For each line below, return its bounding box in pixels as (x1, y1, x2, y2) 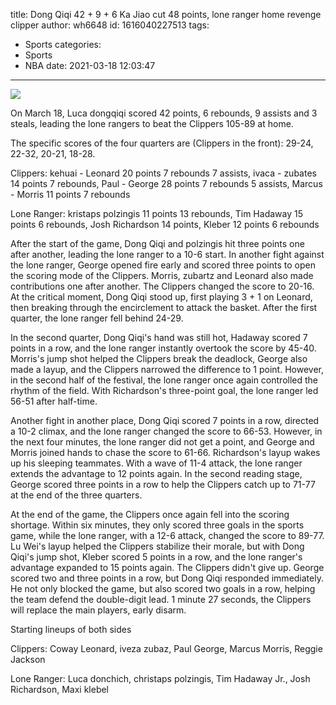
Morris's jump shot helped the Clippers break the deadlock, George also (10, 353, 308, 364)
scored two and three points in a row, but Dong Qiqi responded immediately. (10, 572, 324, 584)
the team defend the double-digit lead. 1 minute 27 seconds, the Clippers (10, 594, 312, 605)
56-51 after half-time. (10, 395, 98, 407)
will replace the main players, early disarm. (10, 604, 187, 616)
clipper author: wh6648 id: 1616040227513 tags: (10, 19, 210, 31)
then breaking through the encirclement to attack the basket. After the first (10, 302, 318, 313)
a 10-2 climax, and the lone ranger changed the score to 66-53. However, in (10, 425, 323, 437)
